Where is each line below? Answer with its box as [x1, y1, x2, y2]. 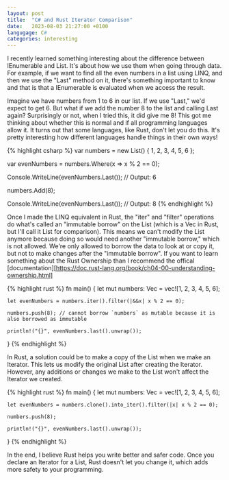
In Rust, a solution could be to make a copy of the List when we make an [7, 353, 211, 361]
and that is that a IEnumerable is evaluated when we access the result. [7, 84, 206, 92]
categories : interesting [7, 36, 78, 43]
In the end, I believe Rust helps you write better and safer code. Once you [7, 451, 215, 459]
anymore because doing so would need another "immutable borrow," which [7, 235, 220, 243]
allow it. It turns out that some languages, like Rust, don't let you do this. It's [7, 126, 220, 134]
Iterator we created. [7, 375, 63, 383]
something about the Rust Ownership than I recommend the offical [7, 256, 195, 265]
